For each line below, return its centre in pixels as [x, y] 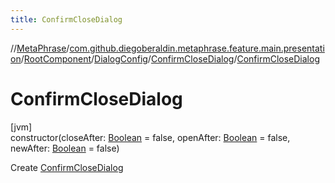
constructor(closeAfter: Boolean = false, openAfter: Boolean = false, [150, 137]
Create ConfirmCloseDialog [67, 167]
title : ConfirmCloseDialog [66, 19]
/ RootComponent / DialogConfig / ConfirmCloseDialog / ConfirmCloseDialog [170, 58]
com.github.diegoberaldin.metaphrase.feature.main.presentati [197, 48]
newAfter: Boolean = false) [65, 148]
